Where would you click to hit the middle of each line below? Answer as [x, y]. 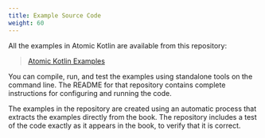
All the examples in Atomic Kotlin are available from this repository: [118, 45]
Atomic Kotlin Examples [66, 61]
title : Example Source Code [55, 15]
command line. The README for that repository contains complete [117, 85]
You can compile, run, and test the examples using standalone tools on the [131, 76]
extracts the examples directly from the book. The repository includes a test [132, 117]
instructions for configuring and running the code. [90, 93]
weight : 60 [26, 23]
